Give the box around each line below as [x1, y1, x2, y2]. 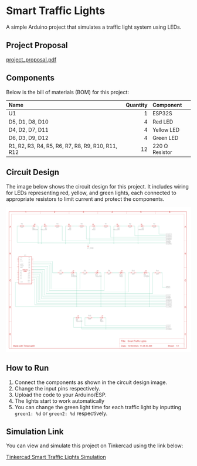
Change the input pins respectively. [14, 385, 101, 392]
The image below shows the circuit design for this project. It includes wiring [6, 183, 189, 190]
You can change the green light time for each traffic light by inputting [14, 403, 182, 410]
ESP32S [152, 110, 173, 117]
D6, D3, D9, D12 [8, 135, 49, 142]
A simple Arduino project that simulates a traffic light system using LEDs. [6, 23, 182, 30]
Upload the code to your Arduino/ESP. [14, 391, 107, 398]
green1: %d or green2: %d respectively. [14, 410, 108, 417]
